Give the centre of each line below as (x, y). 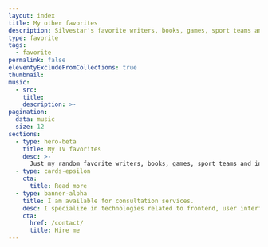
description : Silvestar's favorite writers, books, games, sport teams (130, 30)
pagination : (28, 112)
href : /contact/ (56, 223)
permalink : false (37, 61)
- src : (26, 90)
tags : (17, 45)
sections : (25, 134)
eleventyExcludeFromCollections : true (73, 68)
